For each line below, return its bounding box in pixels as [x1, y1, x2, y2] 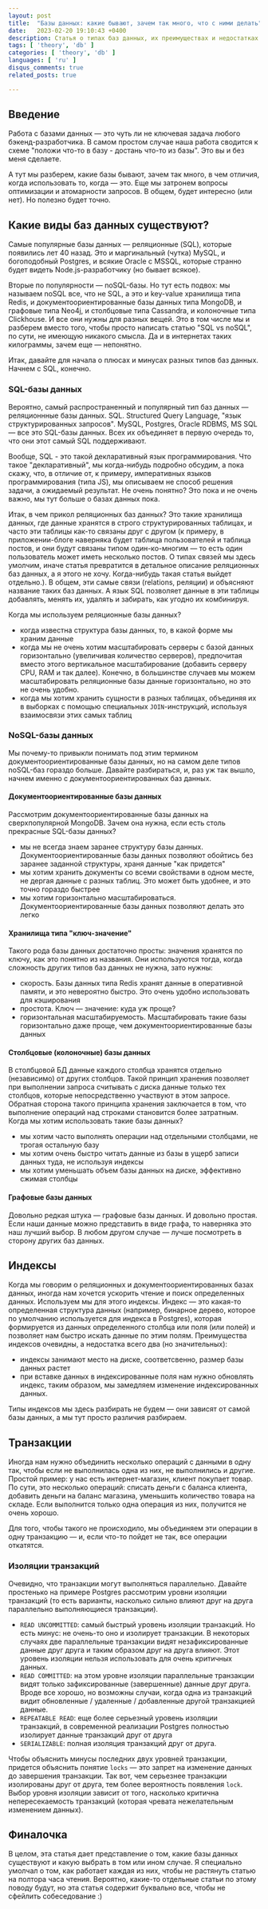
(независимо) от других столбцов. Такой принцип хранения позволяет [8, 1074, 250, 1083]
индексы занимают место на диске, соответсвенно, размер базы [19, 1355, 244, 1364]
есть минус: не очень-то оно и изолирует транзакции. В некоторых [19, 1628, 250, 1637]
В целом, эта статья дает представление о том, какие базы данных [8, 1849, 238, 1859]
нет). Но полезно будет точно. [8, 195, 111, 204]
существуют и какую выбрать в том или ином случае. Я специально [8, 1858, 242, 1867]
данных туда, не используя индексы [19, 1157, 144, 1167]
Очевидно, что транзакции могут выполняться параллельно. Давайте [8, 1578, 247, 1588]
